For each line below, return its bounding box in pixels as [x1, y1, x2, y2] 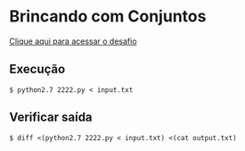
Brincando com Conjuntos [9, 6, 207, 27]
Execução [9, 62, 66, 77]
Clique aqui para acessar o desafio [9, 36, 137, 46]
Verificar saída [9, 110, 93, 125]
